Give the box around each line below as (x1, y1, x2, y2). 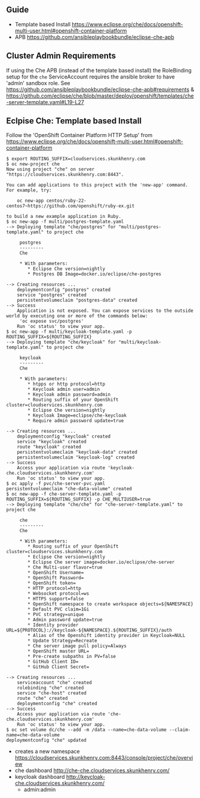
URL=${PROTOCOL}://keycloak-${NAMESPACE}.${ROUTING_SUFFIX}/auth (6, 627, 172, 633)
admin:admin (23, 786, 56, 793)
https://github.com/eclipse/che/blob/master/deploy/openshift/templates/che (6, 92, 194, 99)
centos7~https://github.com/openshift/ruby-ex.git (6, 203, 135, 209)
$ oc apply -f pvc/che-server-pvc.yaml (6, 481, 106, 487)
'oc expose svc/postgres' (19, 318, 84, 324)
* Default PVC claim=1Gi (27, 606, 90, 612)
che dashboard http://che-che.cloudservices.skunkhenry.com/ (14, 767, 170, 774)
